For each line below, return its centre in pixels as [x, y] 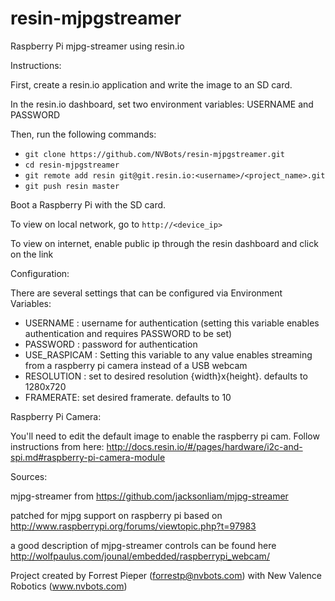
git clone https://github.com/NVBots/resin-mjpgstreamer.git [155, 154]
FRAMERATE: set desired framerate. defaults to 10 [128, 397]
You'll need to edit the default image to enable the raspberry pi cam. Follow [165, 436]
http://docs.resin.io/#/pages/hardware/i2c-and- [204, 446]
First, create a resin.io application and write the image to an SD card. [151, 84]
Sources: [29, 476]
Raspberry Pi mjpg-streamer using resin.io [97, 46]
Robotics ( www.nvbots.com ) [69, 586]
